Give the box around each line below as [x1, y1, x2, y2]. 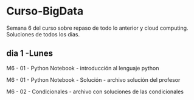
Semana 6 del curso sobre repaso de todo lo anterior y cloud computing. [6, 24, 189, 32]
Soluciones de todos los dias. [6, 30, 80, 38]
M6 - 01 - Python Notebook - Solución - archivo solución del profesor [6, 76, 181, 83]
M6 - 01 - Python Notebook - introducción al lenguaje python [6, 64, 159, 72]
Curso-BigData [6, 4, 84, 18]
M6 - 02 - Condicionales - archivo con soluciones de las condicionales [6, 88, 184, 95]
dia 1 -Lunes [6, 48, 54, 59]
